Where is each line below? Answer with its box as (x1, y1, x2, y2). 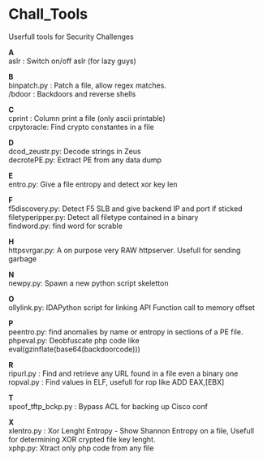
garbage (8, 253, 37, 264)
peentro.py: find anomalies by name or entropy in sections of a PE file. (8, 326, 244, 337)
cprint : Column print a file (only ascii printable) (8, 113, 166, 123)
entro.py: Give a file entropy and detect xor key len (8, 179, 178, 189)
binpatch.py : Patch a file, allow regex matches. (8, 80, 166, 90)
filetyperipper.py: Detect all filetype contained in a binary (8, 212, 199, 222)
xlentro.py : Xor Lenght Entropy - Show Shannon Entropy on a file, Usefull (8, 425, 254, 435)
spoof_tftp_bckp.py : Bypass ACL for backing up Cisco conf (8, 401, 209, 411)
